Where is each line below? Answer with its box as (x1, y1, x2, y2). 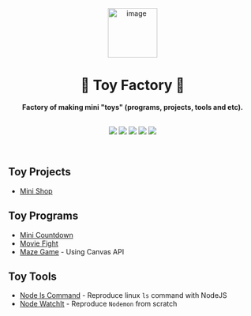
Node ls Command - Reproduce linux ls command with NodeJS (19, 291, 227, 300)
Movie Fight (19, 239, 59, 248)
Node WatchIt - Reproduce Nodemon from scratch (19, 299, 178, 309)
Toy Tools (8, 269, 58, 283)
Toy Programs (8, 209, 79, 223)
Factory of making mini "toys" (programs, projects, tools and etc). (22, 102, 243, 111)
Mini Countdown (19, 230, 73, 239)
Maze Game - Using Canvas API (19, 246, 125, 256)
